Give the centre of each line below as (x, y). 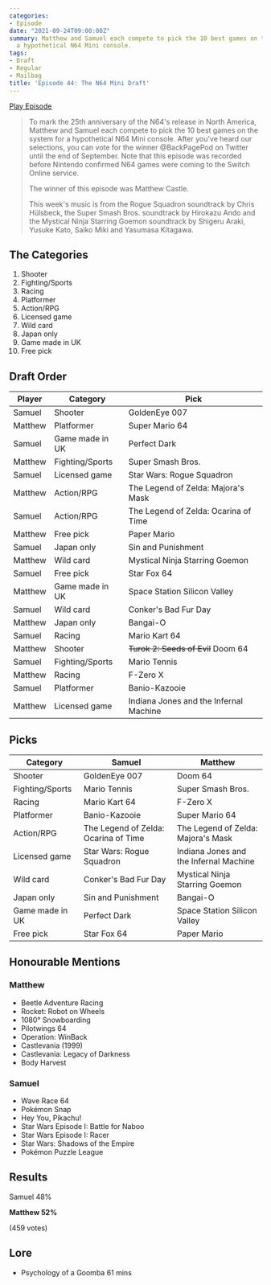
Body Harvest (43, 1062)
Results (29, 1178)
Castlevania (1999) (52, 1045)
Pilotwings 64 (43, 1028)
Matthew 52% (33, 1212)
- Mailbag (26, 76)
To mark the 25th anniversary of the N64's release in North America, (142, 121)
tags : (18, 53)
